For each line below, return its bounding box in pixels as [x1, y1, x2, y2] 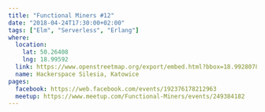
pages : [8, 77, 30, 85]
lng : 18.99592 [22, 56, 69, 64]
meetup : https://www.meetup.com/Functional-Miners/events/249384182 [15, 92, 245, 100]
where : [8, 33, 30, 42]
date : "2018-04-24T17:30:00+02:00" [8, 19, 125, 27]
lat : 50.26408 [22, 48, 69, 56]
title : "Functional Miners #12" [8, 11, 114, 20]
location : [15, 41, 47, 49]
